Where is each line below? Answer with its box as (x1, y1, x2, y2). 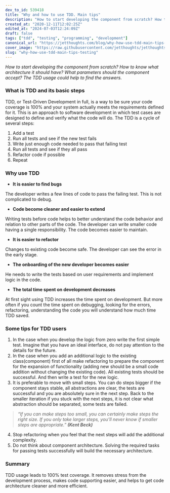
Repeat (12, 157, 28, 163)
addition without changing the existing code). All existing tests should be (12, 369, 164, 375)
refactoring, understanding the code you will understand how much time (5, 307, 156, 313)
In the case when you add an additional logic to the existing (12, 353, 137, 359)
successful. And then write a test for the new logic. (12, 374, 119, 381)
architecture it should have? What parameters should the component (5, 69, 149, 75)
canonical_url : (5, 41, 37, 46)
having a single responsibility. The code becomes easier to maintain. (5, 226, 148, 233)
